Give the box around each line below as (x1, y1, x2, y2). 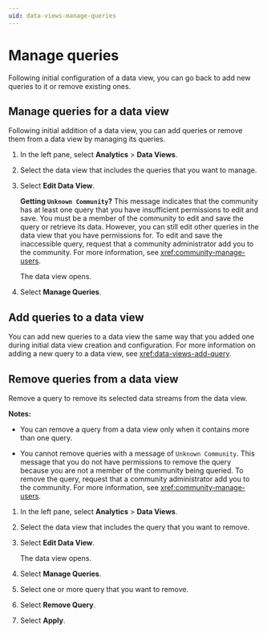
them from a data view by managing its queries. (8, 134, 166, 144)
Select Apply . (19, 615, 66, 625)
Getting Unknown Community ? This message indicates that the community (19, 197, 259, 206)
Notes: (8, 409, 32, 418)
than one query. (19, 433, 73, 442)
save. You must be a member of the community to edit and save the (19, 213, 244, 223)
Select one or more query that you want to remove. (19, 585, 189, 594)
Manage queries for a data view (8, 104, 170, 118)
